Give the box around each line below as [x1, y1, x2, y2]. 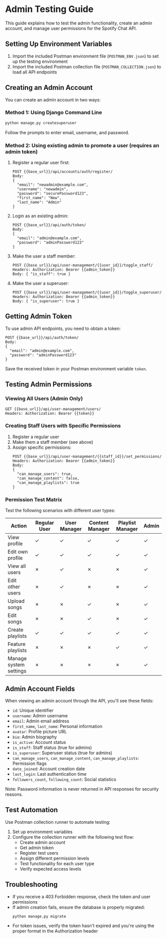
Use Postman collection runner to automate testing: [5, 819, 111, 825]
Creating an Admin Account [5, 83, 93, 92]
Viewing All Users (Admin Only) [5, 395, 83, 402]
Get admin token [19, 845, 54, 851]
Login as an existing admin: [12, 213, 69, 219]
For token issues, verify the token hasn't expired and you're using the [12, 923, 155, 929]
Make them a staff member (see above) [12, 439, 93, 445]
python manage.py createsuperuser [5, 120, 77, 125]
